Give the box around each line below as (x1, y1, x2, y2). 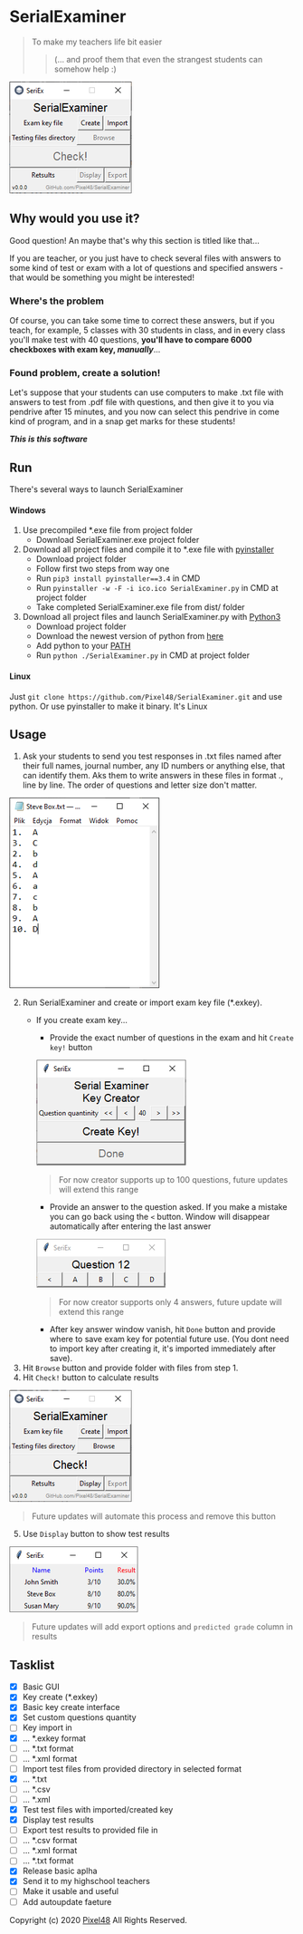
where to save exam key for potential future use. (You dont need (49, 1334, 289, 1345)
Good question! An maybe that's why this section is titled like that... (9, 235, 260, 246)
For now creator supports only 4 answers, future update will (58, 1297, 282, 1308)
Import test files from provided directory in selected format (22, 1763, 242, 1774)
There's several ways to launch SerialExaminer (9, 484, 184, 495)
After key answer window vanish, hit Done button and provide (49, 1324, 276, 1335)
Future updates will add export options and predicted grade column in (31, 1621, 294, 1632)
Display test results (22, 1814, 94, 1825)
